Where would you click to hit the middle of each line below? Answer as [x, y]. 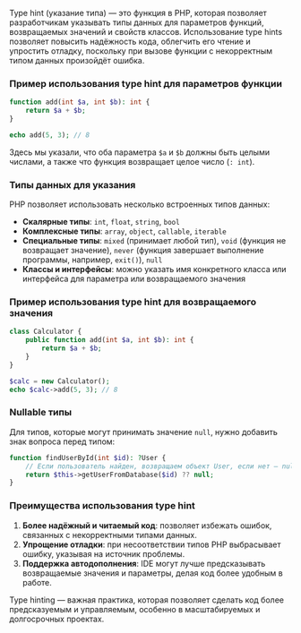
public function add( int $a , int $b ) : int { [110, 340]
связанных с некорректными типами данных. [109, 535]
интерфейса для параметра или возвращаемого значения [134, 279]
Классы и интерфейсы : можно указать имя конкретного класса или [154, 269]
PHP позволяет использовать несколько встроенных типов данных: [140, 204]
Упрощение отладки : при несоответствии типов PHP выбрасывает [151, 544]
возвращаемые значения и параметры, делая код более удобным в [153, 573]
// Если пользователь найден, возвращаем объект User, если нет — [152, 466]
